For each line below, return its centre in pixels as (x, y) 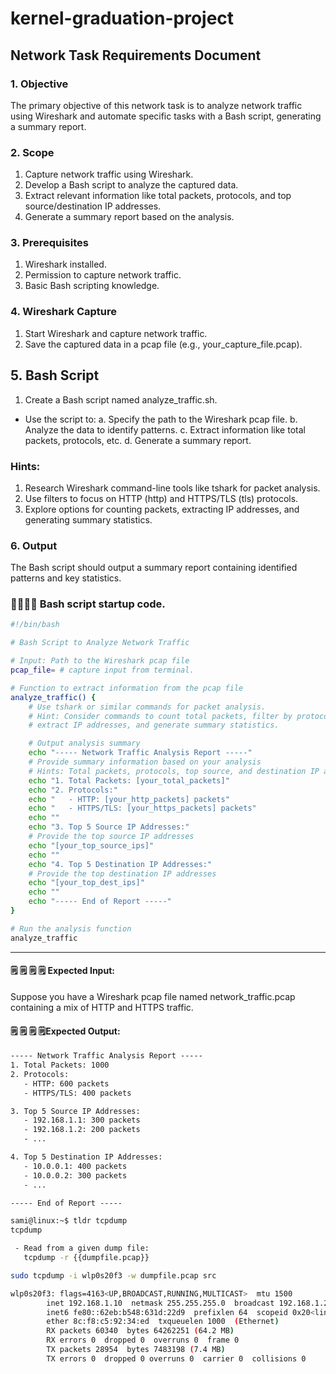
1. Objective (39, 84)
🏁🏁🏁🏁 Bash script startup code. (88, 604)
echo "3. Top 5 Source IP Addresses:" (109, 827)
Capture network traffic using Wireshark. (109, 174)
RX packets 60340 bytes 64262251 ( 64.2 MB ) (140, 1331)
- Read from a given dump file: (82, 1248)
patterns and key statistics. (66, 578)
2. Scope (32, 152)
